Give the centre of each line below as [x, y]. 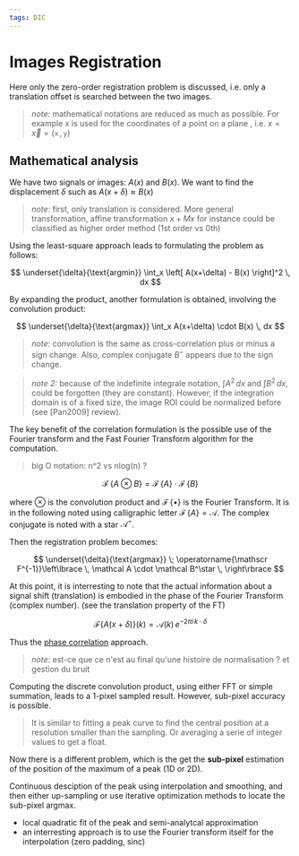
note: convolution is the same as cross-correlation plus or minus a [153, 344]
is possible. [30, 705]
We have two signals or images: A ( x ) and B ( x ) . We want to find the [132, 182]
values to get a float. [69, 742]
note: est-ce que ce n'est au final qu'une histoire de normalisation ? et [160, 659]
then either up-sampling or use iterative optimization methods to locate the [147, 795]
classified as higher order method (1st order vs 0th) [126, 229]
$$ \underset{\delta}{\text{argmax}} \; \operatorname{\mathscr [150, 559]
